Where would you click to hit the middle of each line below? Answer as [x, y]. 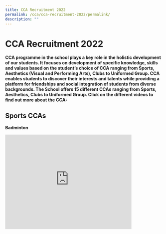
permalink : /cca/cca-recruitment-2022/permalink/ [58, 14]
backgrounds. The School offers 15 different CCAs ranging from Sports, [81, 89]
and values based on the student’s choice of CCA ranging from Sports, [80, 68]
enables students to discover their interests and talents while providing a [82, 79]
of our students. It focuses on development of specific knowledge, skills [82, 63]
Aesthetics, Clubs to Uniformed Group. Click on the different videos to [79, 95]
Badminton [17, 128]
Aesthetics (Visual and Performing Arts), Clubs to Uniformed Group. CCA [83, 73]
